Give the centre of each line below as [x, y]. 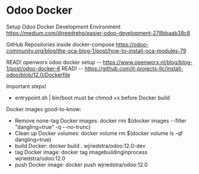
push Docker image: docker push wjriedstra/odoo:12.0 [81, 165]
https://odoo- [132, 44]
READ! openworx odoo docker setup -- [54, 62]
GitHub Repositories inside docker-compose [60, 44]
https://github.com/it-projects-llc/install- [134, 68]
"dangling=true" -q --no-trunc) [53, 127]
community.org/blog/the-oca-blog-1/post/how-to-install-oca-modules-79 [96, 50]
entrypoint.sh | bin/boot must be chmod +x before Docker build [92, 98]
